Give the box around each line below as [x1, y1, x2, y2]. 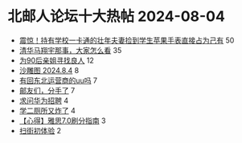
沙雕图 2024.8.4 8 [18, 65, 80, 75]
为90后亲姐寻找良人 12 [18, 55, 94, 65]
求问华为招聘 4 [18, 96, 69, 105]
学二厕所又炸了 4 [18, 105, 76, 115]
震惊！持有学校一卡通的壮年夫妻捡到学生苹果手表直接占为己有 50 [18, 35, 235, 45]
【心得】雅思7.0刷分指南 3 [18, 116, 106, 125]
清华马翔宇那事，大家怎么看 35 [18, 45, 122, 55]
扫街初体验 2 [18, 125, 62, 135]
